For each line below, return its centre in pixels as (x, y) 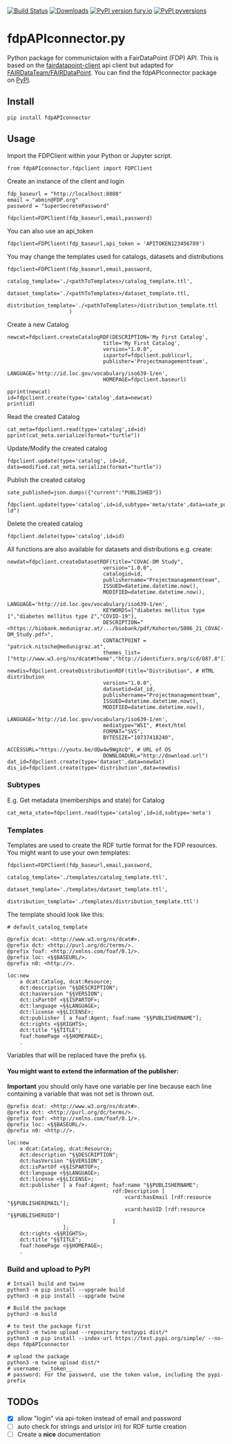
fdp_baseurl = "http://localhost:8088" (65, 194)
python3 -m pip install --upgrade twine (66, 1296)
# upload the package (38, 1356)
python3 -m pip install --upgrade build (66, 1290)
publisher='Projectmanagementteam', (155, 361)
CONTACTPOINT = (125, 641)
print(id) (21, 404)
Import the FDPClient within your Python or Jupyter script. (90, 155)
